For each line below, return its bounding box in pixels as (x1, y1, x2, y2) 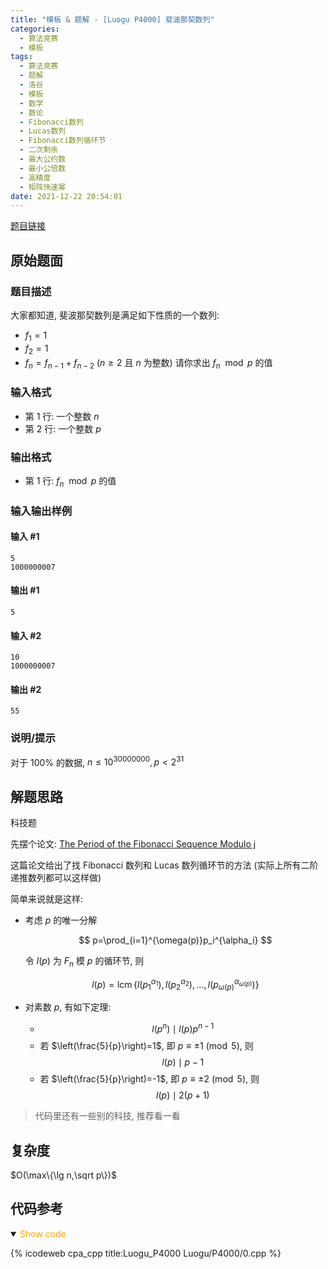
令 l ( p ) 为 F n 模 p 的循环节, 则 (24, 955, 145, 970)
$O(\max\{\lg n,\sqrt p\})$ (10, 1169, 117, 1181)
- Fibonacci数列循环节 (19, 136, 107, 146)
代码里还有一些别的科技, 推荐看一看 (34, 1110, 181, 1122)
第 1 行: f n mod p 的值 (24, 474, 117, 489)
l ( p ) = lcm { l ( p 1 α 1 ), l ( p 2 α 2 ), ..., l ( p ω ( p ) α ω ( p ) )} (91, 977, 260, 993)
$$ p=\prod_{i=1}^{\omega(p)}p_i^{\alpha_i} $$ (78, 934, 273, 946)
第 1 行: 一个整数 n (24, 410, 100, 422)
